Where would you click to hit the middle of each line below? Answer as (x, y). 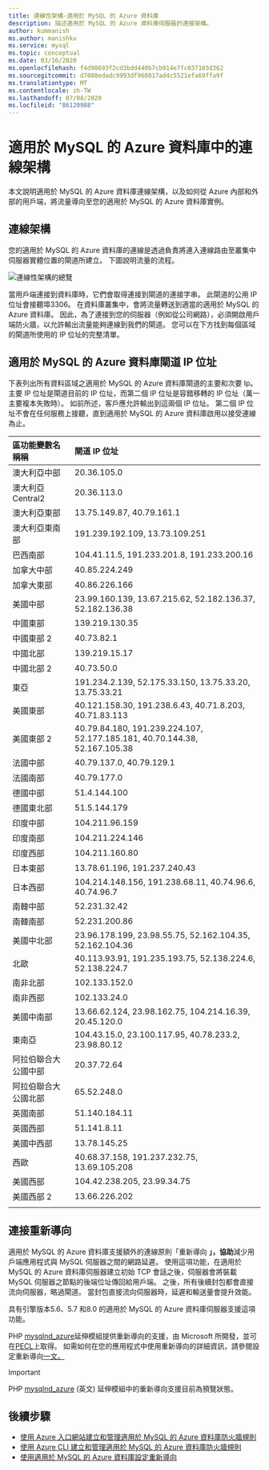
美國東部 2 (32, 738)
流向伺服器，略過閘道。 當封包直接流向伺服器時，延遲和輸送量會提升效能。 (132, 1292)
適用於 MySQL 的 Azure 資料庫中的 (123, 147)
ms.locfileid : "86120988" (51, 105)
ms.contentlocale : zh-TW (50, 90)
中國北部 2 (32, 668)
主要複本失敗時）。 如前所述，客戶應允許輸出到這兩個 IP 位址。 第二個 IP (127, 403)
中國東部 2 (32, 638)
